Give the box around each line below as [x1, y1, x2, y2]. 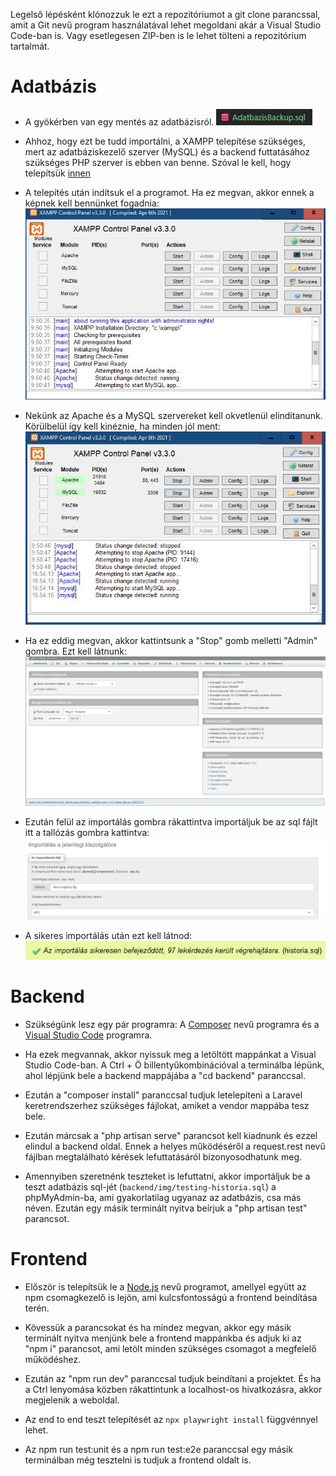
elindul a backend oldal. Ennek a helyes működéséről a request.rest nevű [24, 1140, 326, 1153]
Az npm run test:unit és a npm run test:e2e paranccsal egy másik [24, 1444, 294, 1456]
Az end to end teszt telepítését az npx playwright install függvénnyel [24, 1414, 318, 1426]
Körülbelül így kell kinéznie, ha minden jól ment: [24, 420, 221, 432]
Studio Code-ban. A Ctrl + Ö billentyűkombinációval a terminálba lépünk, [24, 1059, 325, 1071]
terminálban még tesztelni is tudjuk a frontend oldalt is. [24, 1454, 252, 1466]
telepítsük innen [24, 167, 92, 179]
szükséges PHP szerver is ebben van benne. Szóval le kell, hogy [24, 156, 292, 168]
